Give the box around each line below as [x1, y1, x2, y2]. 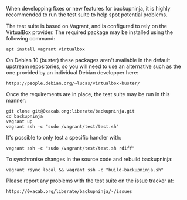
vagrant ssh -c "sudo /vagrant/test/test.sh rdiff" [6, 145, 135, 151]
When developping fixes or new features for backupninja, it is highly [6, 5, 171, 12]
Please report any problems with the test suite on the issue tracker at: [6, 177, 174, 184]
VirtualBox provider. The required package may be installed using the [6, 29, 174, 36]
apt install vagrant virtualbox [6, 46, 85, 52]
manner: [6, 97, 26, 104]
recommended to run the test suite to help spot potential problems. [6, 11, 168, 18]
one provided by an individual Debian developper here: [6, 69, 139, 76]
